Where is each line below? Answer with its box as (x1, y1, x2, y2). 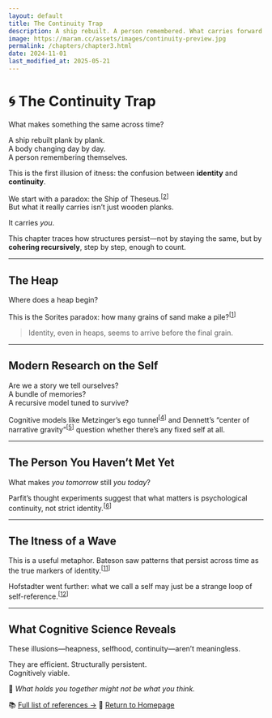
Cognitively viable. (8, 669, 70, 678)
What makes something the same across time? (8, 119, 164, 129)
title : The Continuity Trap (8, 19, 104, 28)
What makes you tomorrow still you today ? (8, 477, 151, 487)
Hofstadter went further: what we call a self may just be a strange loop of (8, 582, 253, 591)
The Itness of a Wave (8, 534, 117, 548)
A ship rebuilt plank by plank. (8, 135, 105, 144)
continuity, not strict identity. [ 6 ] (8, 501, 112, 513)
